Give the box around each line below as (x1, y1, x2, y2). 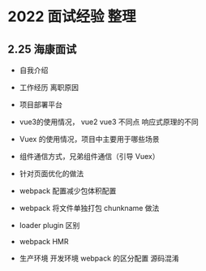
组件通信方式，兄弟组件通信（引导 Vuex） (19, 152, 160, 161)
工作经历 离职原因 (19, 83, 79, 92)
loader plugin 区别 (19, 221, 80, 230)
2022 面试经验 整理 (7, 7, 137, 26)
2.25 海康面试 (7, 42, 77, 56)
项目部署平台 (19, 100, 62, 110)
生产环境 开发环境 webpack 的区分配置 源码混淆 (19, 253, 179, 263)
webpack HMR (19, 237, 69, 246)
